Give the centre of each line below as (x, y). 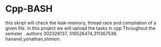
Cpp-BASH (29, 9)
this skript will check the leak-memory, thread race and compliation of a (81, 23)
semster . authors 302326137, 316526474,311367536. (61, 33)
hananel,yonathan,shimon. (33, 39)
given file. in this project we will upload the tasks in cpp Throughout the (80, 28)
